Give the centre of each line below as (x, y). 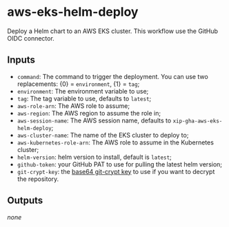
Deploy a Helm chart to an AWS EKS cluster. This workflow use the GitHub (113, 31)
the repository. (38, 179)
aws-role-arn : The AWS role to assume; (73, 106)
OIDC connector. (31, 38)
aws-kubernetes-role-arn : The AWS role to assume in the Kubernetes (115, 142)
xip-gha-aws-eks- (198, 121)
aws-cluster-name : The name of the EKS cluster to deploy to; (103, 135)
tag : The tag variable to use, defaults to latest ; (84, 98)
